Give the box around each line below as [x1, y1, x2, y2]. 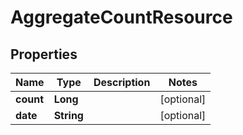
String [53, 109, 84, 122]
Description [93, 76, 151, 89]
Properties [10, 46, 78, 63]
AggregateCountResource [10, 6, 233, 29]
